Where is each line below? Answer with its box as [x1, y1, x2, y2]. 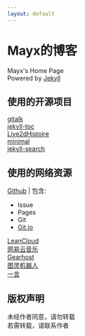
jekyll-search [7, 145, 46, 153]
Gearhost [7, 253, 34, 262]
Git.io [17, 223, 34, 231]
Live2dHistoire [7, 130, 49, 138]
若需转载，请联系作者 [7, 321, 69, 330]
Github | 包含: [7, 187, 47, 195]
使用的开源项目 [7, 95, 72, 107]
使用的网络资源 [7, 166, 72, 179]
